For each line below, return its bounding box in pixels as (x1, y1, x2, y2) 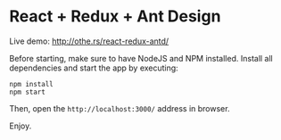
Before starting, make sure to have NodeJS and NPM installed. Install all (9, 53, 274, 63)
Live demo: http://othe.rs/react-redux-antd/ (9, 36, 169, 46)
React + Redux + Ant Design (9, 6, 221, 27)
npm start (9, 87, 46, 96)
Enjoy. (9, 120, 32, 131)
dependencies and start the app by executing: (9, 62, 178, 73)
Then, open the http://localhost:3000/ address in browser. (9, 103, 230, 113)
